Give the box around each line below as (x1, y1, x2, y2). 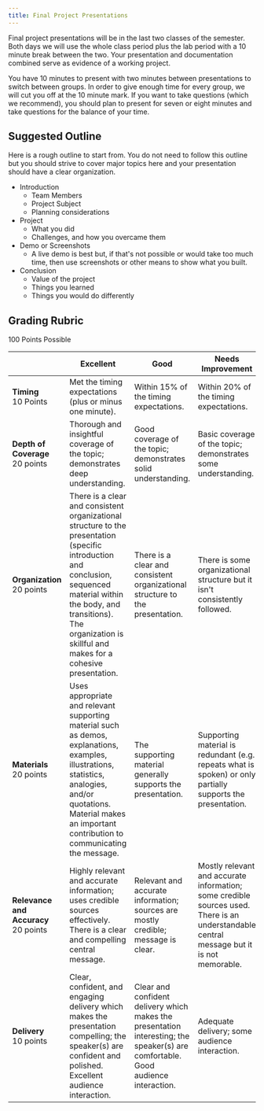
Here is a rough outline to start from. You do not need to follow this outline (8, 150, 248, 160)
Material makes (69, 808, 126, 819)
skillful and (69, 638, 110, 649)
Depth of (12, 438, 46, 449)
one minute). (69, 406, 116, 417)
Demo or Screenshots (19, 241, 90, 250)
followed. (197, 603, 232, 615)
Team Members (31, 190, 82, 201)
